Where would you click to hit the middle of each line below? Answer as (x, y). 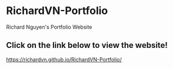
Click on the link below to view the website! (87, 45)
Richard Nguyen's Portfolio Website (49, 27)
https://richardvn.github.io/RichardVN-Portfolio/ (64, 59)
